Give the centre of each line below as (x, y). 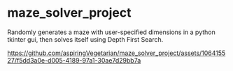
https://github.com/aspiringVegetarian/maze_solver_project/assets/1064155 (116, 53)
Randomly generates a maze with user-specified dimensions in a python (111, 32)
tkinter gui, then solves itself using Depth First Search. (85, 39)
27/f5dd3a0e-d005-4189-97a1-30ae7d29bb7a (74, 60)
